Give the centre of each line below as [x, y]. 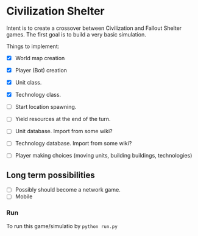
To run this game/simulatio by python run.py [62, 226]
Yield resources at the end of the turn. [63, 119]
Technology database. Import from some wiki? [73, 144]
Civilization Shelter [55, 11]
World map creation [40, 58]
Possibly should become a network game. [68, 190]
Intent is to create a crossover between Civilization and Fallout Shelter [94, 28]
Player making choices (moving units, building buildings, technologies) [104, 156]
